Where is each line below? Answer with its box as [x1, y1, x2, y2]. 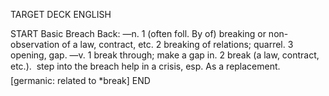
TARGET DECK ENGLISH [10, 9, 112, 20]
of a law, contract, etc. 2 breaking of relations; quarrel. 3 [61, 39, 294, 50]
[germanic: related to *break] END [10, 75, 151, 86]
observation [10, 39, 60, 50]
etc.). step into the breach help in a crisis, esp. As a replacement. [10, 60, 281, 72]
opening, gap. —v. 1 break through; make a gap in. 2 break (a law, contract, [10, 49, 320, 61]
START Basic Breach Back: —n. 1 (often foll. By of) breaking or [10, 28, 267, 39]
